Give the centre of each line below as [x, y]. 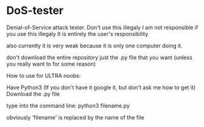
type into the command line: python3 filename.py [68, 105]
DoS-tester [35, 11]
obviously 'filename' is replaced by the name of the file [75, 117]
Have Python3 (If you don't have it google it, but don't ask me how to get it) [101, 87]
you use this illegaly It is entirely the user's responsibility [77, 33]
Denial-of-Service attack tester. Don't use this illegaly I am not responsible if [102, 27]
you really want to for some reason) [51, 64]
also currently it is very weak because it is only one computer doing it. [95, 46]
